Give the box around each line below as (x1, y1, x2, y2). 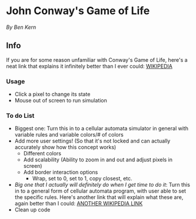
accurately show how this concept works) (14, 144, 117, 151)
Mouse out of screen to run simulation (14, 97, 108, 104)
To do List (6, 111, 35, 120)
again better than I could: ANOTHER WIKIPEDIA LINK (14, 200, 143, 207)
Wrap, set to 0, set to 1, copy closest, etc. (32, 175, 132, 182)
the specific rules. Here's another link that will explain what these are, (14, 194, 184, 201)
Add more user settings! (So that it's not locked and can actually (14, 137, 171, 145)
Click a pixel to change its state (14, 91, 91, 98)
